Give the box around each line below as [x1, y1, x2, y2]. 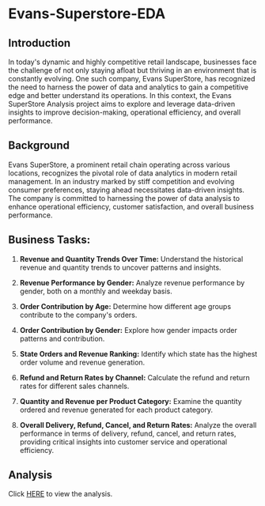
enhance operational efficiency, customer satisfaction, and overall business [8, 202, 255, 211]
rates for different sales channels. [19, 381, 130, 391]
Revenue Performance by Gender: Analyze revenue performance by [19, 278, 245, 287]
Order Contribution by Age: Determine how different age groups [19, 301, 232, 311]
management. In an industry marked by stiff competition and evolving [8, 176, 235, 186]
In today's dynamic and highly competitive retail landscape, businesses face [8, 57, 257, 66]
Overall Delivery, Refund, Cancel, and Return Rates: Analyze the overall [19, 420, 257, 429]
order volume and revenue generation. [19, 357, 146, 367]
